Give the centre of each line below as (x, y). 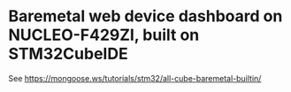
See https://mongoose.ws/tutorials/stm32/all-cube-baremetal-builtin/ (135, 78)
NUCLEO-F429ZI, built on (104, 35)
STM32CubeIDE (69, 54)
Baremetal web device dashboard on (145, 16)
